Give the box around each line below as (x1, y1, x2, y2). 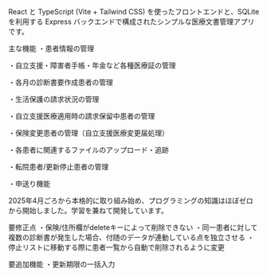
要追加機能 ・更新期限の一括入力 (8, 259, 116, 269)
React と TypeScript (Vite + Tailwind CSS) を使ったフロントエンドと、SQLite (8, 7, 260, 16)
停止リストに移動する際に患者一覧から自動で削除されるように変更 (8, 243, 225, 252)
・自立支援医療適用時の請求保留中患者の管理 (8, 111, 155, 121)
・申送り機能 (8, 179, 50, 189)
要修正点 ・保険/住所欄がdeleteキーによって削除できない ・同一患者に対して (8, 223, 258, 232)
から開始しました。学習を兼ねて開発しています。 (8, 206, 169, 215)
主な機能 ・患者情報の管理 (8, 44, 94, 53)
